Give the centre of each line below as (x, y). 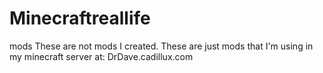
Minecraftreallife (80, 18)
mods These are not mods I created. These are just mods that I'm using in (161, 46)
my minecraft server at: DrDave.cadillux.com (101, 56)
